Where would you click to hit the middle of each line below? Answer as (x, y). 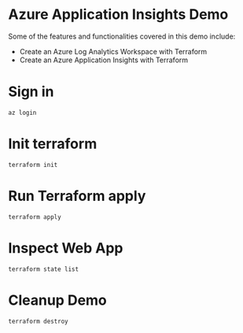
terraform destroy (38, 321)
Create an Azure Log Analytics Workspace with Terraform (113, 51)
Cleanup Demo (58, 300)
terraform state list (44, 269)
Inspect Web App (66, 248)
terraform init (33, 165)
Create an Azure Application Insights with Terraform (104, 60)
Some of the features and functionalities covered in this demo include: (122, 36)
